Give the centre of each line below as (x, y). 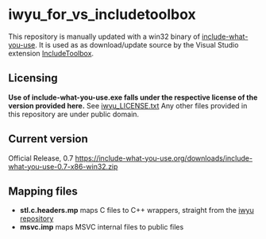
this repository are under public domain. (74, 114)
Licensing (33, 78)
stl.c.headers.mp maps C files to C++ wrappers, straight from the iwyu (137, 211)
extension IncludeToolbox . (51, 53)
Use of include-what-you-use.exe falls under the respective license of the (133, 97)
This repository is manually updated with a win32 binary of (104, 36)
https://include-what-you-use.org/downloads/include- (164, 158)
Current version (48, 139)
